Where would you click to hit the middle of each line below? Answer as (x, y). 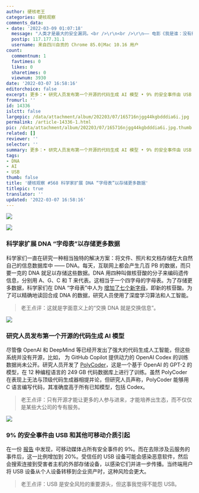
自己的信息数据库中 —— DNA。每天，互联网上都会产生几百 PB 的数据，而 (96, 265)
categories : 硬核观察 (31, 17)
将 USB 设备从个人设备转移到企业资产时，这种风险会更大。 (78, 472)
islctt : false (24, 111)
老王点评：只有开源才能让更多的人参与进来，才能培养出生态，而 (98, 400)
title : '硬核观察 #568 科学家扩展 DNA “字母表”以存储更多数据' (77, 183)
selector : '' (22, 144)
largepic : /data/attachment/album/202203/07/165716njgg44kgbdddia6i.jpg (98, 117)
